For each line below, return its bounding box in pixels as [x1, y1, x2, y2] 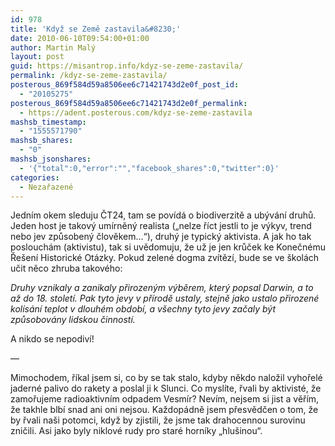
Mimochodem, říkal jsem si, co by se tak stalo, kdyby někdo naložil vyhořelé [10, 372, 323, 384]
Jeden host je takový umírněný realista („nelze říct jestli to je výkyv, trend [10, 220, 312, 232]
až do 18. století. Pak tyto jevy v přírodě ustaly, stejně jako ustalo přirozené [10, 292, 320, 305]
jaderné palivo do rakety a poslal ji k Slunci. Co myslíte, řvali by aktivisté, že [10, 382, 322, 395]
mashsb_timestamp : [10, 117, 87, 127]
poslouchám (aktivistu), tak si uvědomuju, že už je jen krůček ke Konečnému [10, 241, 326, 253]
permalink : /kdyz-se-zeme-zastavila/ [10, 71, 168, 81]
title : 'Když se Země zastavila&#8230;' [10, 24, 182, 34]
